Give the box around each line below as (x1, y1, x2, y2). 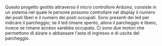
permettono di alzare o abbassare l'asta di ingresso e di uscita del (5, 30, 140, 36)
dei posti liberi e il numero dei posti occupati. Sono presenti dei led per (5, 15, 150, 20)
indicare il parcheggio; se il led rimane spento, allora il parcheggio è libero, (5, 20, 158, 25)
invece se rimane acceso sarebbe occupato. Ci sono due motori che (5, 25, 145, 31)
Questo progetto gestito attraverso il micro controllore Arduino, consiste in (5, 4, 157, 10)
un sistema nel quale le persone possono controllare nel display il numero (5, 9, 155, 15)
